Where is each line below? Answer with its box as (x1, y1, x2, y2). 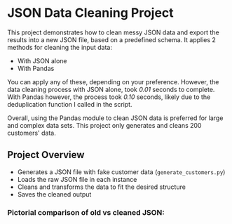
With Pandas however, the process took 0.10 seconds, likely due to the (7, 93, 211, 101)
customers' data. (7, 129, 56, 137)
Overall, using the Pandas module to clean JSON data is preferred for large (7, 114, 224, 122)
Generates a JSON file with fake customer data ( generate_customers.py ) (17, 167, 226, 176)
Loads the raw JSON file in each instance (17, 175, 137, 183)
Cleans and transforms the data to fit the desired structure (17, 183, 186, 191)
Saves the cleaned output (17, 190, 92, 198)
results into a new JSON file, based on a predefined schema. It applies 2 (7, 35, 216, 44)
